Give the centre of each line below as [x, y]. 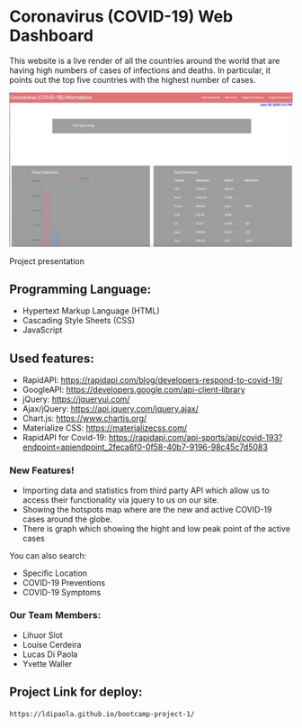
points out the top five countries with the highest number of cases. [133, 79]
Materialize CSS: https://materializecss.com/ [105, 428]
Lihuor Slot [42, 635]
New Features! [42, 470]
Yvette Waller [47, 663]
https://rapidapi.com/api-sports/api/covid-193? [195, 438]
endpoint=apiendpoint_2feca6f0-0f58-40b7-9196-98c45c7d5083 [145, 447]
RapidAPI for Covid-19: [64, 438]
